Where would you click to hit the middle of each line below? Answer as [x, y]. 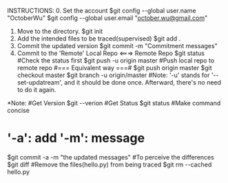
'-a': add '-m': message [76, 138]
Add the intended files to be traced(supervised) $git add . [99, 39]
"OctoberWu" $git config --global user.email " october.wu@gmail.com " [107, 18]
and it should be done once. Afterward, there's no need [143, 82]
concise [18, 110]
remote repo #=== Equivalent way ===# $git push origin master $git [114, 68]
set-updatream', [40, 82]
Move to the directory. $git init [60, 31]
